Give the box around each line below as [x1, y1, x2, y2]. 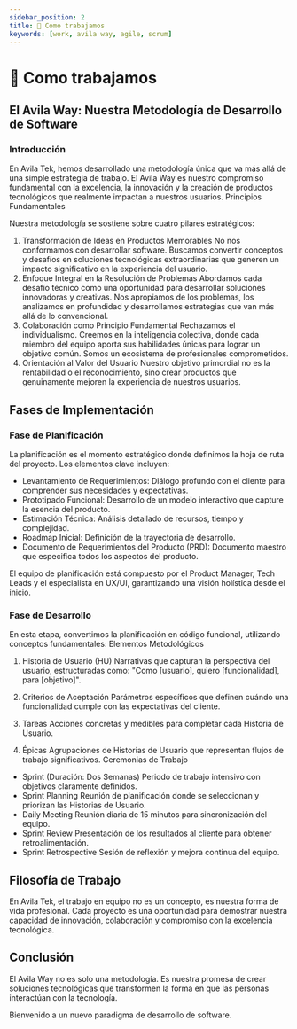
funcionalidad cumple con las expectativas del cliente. [21, 701, 221, 712]
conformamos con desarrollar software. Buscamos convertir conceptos [21, 245, 284, 255]
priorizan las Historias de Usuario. [21, 799, 146, 811]
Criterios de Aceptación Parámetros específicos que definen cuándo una [21, 692, 289, 703]
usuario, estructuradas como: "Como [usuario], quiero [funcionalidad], [21, 666, 280, 676]
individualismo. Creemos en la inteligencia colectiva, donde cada [21, 330, 260, 340]
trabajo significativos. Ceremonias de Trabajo [21, 754, 189, 765]
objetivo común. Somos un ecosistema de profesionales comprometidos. [21, 348, 289, 359]
